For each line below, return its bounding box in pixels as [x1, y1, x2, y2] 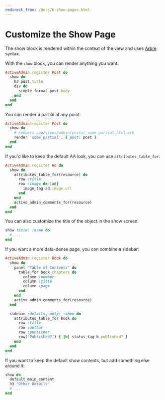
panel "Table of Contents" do [14, 265, 77, 270]
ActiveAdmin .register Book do [5, 256, 68, 261]
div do [14, 84, 28, 89]
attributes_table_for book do [14, 316, 77, 321]
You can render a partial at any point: [5, 111, 81, 117]
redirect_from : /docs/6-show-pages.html [5, 7, 90, 12]
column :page [23, 284, 50, 289]
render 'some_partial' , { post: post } [14, 135, 97, 140]
